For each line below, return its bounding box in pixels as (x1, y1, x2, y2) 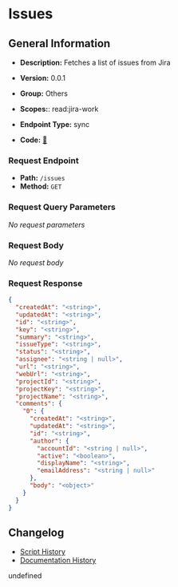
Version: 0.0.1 (19, 73, 66, 82)
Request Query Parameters (8, 201, 116, 212)
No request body (8, 257, 64, 268)
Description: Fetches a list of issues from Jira (19, 58, 171, 67)
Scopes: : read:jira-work (19, 105, 99, 113)
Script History (19, 547, 66, 557)
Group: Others (19, 89, 68, 98)
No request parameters (8, 220, 85, 229)
